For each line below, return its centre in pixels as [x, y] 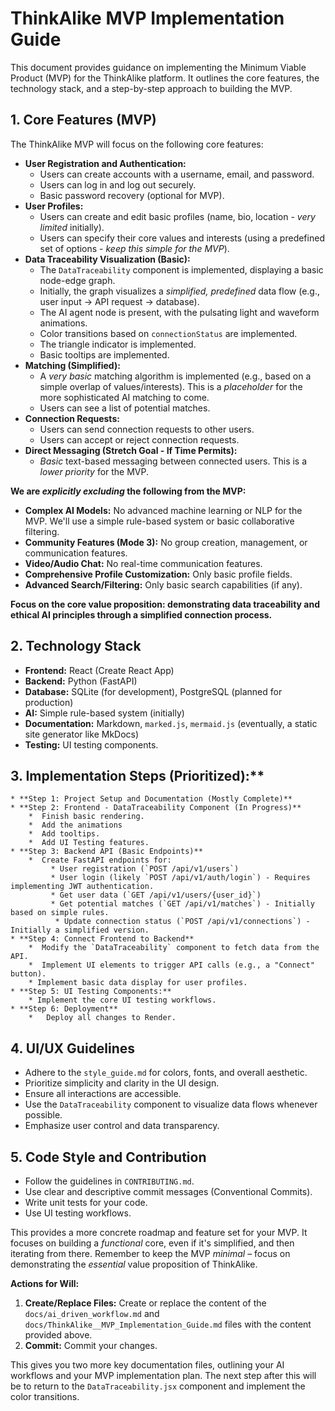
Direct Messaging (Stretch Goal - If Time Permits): [131, 450]
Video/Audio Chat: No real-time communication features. [143, 563]
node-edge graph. [77, 280]
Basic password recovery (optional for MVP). [132, 195]
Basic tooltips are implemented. [104, 354]
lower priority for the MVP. [94, 471]
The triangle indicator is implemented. [118, 344]
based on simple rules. [60, 913]
